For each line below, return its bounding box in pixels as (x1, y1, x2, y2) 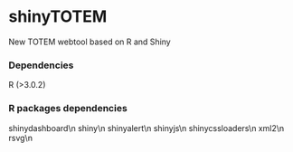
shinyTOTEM (8, 6, 108, 27)
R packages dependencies (8, 102, 128, 115)
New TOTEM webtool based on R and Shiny (8, 36, 171, 47)
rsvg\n (8, 132, 33, 143)
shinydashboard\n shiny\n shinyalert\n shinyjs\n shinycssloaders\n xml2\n (8, 122, 285, 133)
